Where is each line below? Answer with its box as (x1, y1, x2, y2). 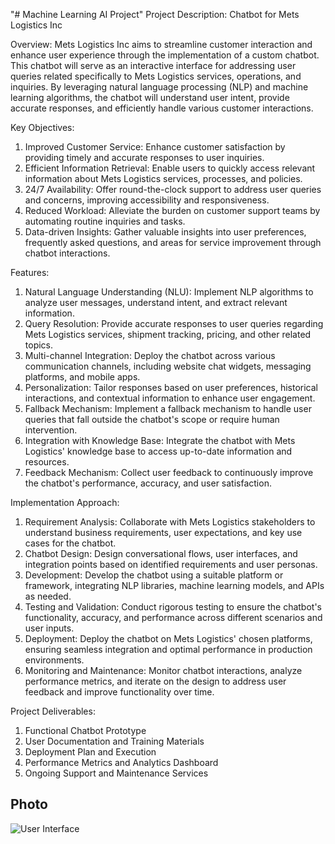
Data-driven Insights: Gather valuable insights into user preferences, (24, 226, 307, 238)
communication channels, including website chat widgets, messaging (24, 360, 312, 372)
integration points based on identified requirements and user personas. (24, 559, 318, 570)
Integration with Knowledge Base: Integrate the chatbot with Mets (24, 435, 296, 446)
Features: (10, 267, 50, 278)
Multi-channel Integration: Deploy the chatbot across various (24, 350, 276, 361)
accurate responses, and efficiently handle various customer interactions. (10, 102, 314, 114)
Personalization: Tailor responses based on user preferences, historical (24, 382, 319, 393)
